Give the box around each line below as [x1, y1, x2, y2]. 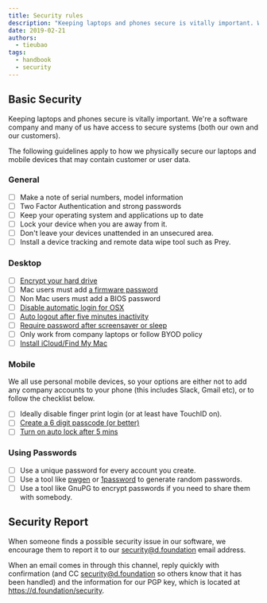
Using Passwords [8, 447, 77, 458]
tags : [8, 48, 26, 56]
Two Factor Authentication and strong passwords [19, 201, 181, 211]
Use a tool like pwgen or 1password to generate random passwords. [19, 474, 242, 484]
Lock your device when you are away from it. [19, 219, 168, 229]
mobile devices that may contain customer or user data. [8, 154, 191, 164]
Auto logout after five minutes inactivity [19, 311, 149, 321]
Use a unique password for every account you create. [19, 466, 196, 475]
